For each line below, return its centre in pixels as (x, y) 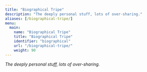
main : (15, 28)
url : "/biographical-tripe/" (43, 46)
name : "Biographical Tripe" (42, 32)
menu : (10, 23)
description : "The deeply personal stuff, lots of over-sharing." (74, 14)
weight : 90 (25, 50)
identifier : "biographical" (42, 41)
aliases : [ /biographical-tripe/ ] (39, 18)
